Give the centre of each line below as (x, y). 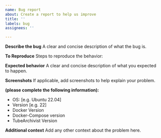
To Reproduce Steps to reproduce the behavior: (54, 56)
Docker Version (28, 110)
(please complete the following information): (52, 90)
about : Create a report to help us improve (51, 14)
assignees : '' (20, 28)
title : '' (15, 19)
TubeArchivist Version (35, 121)
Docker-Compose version (39, 115)
